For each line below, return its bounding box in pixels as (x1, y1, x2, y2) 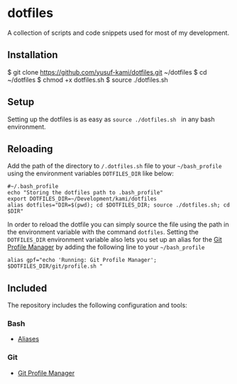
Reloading (7, 143, 53, 155)
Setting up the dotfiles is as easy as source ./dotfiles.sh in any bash (7, 115, 215, 124)
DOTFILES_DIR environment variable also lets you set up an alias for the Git (7, 236, 222, 244)
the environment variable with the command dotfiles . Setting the (7, 228, 199, 236)
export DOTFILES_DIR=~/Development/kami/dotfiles (7, 195, 158, 203)
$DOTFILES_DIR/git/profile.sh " (7, 263, 103, 270)
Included (7, 282, 48, 294)
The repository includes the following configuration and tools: (7, 301, 188, 309)
